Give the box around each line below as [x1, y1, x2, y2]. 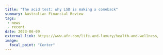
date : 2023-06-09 [5, 29, 40, 34]
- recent [7, 25, 25, 30]
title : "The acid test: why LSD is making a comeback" [5, 7, 118, 12]
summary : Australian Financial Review [5, 11, 83, 16]
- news [7, 20, 21, 25]
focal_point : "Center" [9, 43, 55, 47]
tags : [5, 16, 16, 21]
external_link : [5, 34, 36, 39]
